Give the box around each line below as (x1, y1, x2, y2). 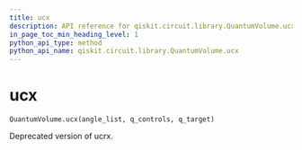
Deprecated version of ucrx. (9, 131, 114, 142)
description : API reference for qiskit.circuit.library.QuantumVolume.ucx (9, 22, 296, 31)
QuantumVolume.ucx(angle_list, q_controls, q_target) (9, 115, 216, 124)
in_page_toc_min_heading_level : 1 (9, 30, 139, 39)
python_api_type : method (9, 38, 102, 48)
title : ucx (9, 13, 50, 22)
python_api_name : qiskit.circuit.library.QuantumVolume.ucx (9, 47, 240, 56)
